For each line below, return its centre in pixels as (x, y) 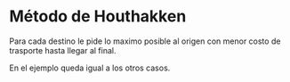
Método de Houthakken (98, 16)
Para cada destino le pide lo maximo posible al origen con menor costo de (145, 41)
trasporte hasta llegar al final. (63, 50)
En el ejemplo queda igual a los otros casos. (90, 68)
